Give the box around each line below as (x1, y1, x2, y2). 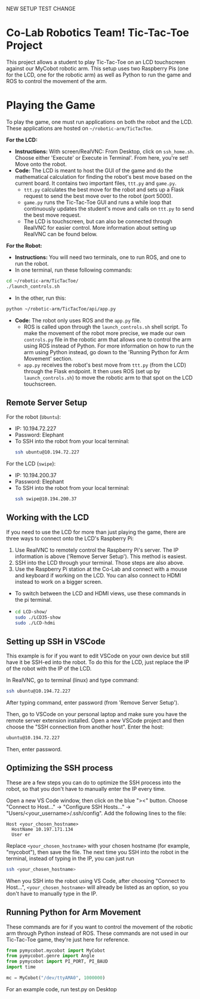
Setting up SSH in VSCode (6, 636, 106, 647)
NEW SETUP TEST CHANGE (6, 5, 76, 12)
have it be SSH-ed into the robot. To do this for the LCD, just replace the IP (6, 659, 189, 666)
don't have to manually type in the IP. (6, 890, 97, 897)
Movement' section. (23, 355, 73, 362)
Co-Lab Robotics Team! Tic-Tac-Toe (6, 26, 189, 39)
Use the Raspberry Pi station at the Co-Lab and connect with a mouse (14, 565, 187, 572)
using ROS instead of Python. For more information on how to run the (23, 342, 194, 349)
